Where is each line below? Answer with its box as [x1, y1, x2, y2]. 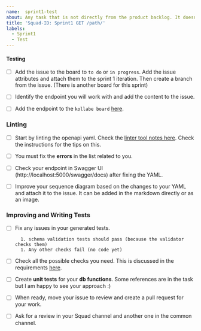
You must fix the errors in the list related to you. [14, 152, 133, 159]
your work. [14, 300, 42, 308]
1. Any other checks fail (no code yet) [20, 247, 123, 253]
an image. [14, 196, 40, 203]
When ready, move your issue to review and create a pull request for [14, 294, 184, 301]
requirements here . [14, 264, 62, 271]
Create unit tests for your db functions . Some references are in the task [14, 276, 193, 283]
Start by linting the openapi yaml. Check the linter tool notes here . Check [14, 134, 194, 141]
